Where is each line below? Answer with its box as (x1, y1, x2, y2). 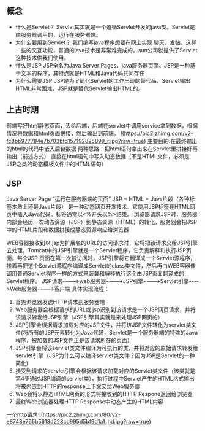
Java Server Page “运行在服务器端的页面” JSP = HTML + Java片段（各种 (6, 195, 190, 203)
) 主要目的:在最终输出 (143, 137, 198, 144)
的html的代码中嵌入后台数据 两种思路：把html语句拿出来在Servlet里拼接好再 (6, 145, 198, 152)
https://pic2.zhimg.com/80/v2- (42, 411, 121, 419)
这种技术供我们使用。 (15, 54, 69, 61)
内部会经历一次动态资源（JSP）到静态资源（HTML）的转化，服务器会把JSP (6, 219, 197, 226)
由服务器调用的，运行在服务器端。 (15, 31, 102, 38)
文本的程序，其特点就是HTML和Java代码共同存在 (20, 69, 145, 77)
